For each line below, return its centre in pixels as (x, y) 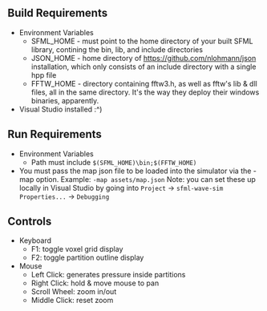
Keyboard (35, 240)
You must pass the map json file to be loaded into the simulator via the (135, 171)
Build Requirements (58, 13)
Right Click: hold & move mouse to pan (95, 283)
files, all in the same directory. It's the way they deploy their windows (145, 92)
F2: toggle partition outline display (87, 258)
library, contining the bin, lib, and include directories (117, 49)
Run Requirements (55, 134)
